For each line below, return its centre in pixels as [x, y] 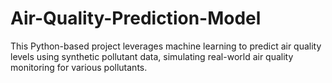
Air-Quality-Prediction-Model [136, 18]
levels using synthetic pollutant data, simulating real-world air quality [152, 56]
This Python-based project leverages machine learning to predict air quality [166, 46]
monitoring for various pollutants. [79, 67]
